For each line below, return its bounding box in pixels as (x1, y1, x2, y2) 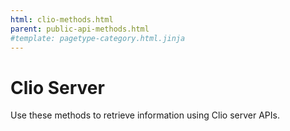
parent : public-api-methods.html (10, 24, 150, 34)
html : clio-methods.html (10, 14, 114, 25)
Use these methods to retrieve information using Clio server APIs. (10, 109, 280, 121)
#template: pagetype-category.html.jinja (10, 33, 186, 43)
